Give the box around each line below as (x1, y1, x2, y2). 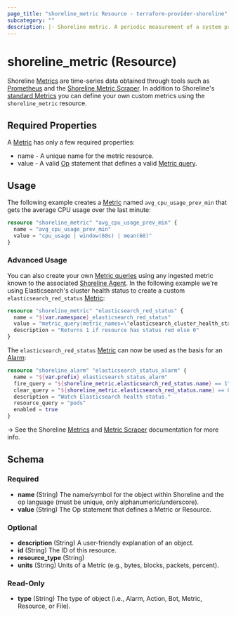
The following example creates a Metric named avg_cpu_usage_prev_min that (7, 198, 227, 206)
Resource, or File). (17, 602, 71, 611)
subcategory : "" (7, 17, 55, 24)
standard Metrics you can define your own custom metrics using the (7, 92, 205, 100)
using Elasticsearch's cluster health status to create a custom (7, 286, 185, 295)
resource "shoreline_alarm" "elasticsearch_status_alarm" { (7, 367, 188, 374)
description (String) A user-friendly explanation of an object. (17, 538, 195, 548)
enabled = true (13, 406, 58, 413)
